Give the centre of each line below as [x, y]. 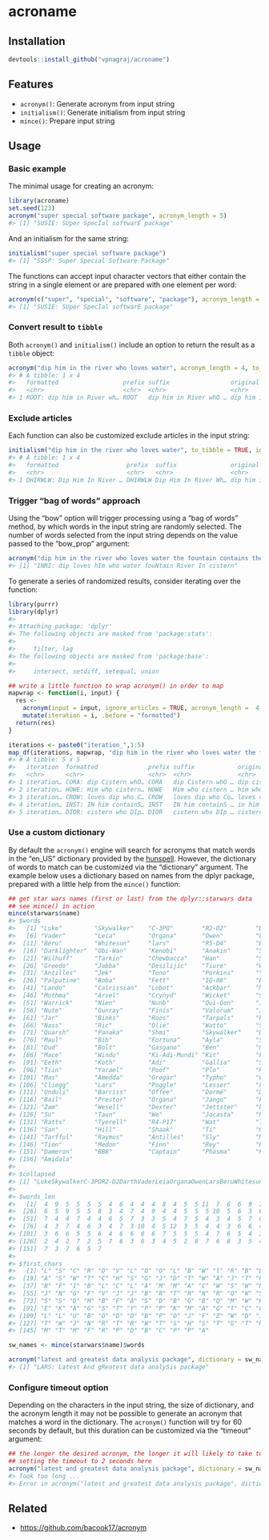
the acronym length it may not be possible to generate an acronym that [125, 1413]
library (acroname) [39, 201]
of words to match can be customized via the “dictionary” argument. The [128, 867]
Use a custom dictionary [57, 832]
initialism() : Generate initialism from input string [102, 112]
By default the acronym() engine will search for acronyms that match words [132, 850]
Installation [37, 41]
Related [28, 1508]
